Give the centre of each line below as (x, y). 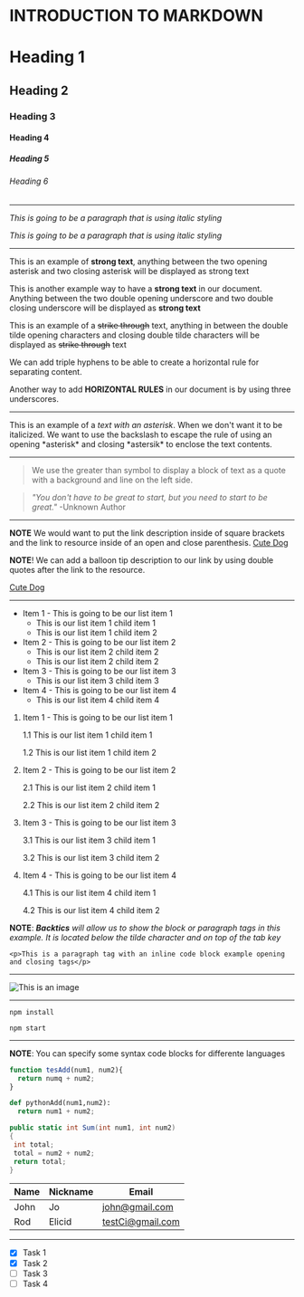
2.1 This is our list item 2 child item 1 (89, 787)
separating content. (46, 371)
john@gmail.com (138, 1207)
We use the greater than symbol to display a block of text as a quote (159, 470)
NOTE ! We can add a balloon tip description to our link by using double (142, 560)
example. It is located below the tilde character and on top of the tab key (145, 937)
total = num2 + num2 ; (54, 1153)
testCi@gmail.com (141, 1222)
